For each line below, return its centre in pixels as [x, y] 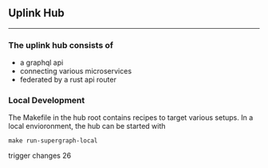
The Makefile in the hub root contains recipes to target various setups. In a [131, 118]
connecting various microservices [76, 71]
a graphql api [41, 62]
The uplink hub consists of [61, 45]
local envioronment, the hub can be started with [87, 126]
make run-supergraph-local [53, 141]
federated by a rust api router [68, 80]
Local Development [47, 101]
